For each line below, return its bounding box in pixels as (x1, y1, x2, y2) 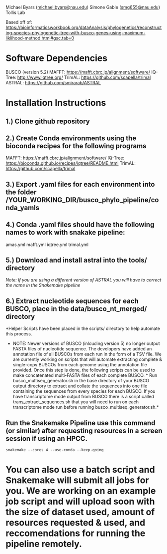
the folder (5, 188, 37, 196)
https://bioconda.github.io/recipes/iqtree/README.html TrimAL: (5, 160, 136, 166)
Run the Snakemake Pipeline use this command (5, 419, 156, 427)
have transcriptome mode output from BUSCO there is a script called (12, 394, 155, 400)
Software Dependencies (5, 52, 108, 64)
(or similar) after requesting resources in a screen (5, 426, 163, 435)
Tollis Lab (5, 9, 25, 15)
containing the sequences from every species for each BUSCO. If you (12, 388, 156, 394)
